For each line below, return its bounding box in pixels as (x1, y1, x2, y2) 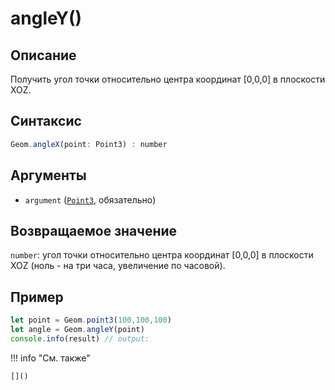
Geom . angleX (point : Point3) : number (10, 139, 168, 149)
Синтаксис (10, 113, 82, 130)
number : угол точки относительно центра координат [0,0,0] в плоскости (10, 249, 314, 261)
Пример (10, 288, 64, 306)
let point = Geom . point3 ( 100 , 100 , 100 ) (10, 315, 172, 326)
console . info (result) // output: (10, 333, 150, 344)
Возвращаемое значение (10, 222, 178, 239)
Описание (10, 47, 77, 64)
